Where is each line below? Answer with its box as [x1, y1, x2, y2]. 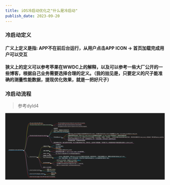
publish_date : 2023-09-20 [5, 13, 60, 19]
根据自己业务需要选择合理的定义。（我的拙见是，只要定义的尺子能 [22, 70, 158, 76]
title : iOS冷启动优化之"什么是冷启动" [5, 8, 78, 13]
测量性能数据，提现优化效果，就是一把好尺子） [14, 76, 112, 83]
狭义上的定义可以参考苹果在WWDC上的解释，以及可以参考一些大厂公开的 [5, 64, 158, 70]
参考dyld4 [17, 102, 39, 108]
